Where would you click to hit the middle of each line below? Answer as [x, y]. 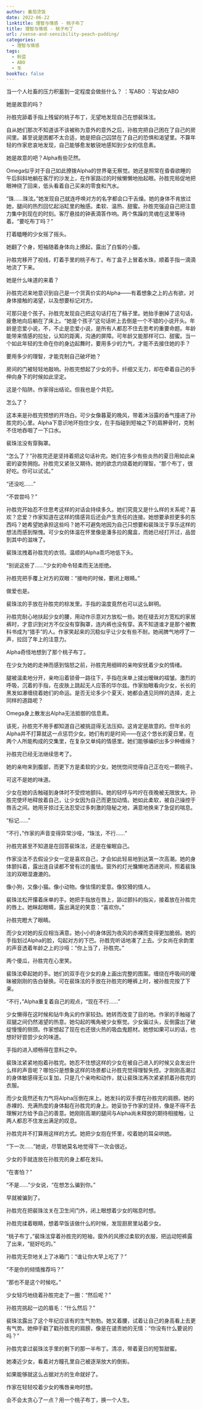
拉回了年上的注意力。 [43, 639]
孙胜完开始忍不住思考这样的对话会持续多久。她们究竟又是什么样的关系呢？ [98, 510]
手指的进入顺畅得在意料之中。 [43, 1050]
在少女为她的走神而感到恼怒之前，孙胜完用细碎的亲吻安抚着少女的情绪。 [96, 665]
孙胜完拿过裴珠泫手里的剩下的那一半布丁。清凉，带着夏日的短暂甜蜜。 [93, 1349]
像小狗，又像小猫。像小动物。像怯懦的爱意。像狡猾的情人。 [80, 887]
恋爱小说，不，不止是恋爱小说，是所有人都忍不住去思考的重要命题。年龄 [106, 328]
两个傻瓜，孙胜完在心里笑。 [41, 961]
